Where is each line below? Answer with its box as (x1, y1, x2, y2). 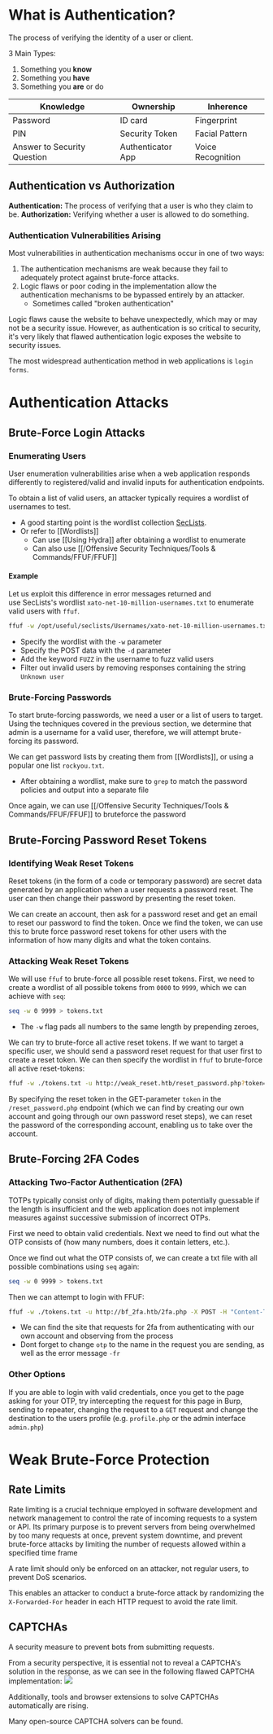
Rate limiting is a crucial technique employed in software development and (8, 1504, 258, 1514)
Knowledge (39, 100, 85, 112)
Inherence (207, 100, 248, 112)
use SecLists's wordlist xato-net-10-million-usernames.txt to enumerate (8, 597, 254, 608)
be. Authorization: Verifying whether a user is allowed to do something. (8, 209, 249, 219)
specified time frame (8, 1547, 78, 1557)
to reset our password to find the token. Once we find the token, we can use (8, 918, 263, 927)
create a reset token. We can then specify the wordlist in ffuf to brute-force (8, 1055, 262, 1065)
